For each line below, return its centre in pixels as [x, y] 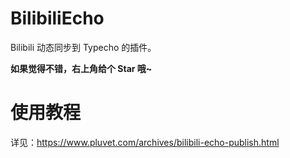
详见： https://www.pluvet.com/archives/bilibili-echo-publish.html [145, 142]
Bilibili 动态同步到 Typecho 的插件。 [83, 47]
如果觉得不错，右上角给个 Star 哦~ [81, 68]
